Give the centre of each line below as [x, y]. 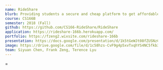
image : [12, 45]
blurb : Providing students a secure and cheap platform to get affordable [82, 14]
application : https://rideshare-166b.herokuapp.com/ [59, 32]
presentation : [19, 41]
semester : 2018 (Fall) [28, 23]
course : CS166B [20, 18]
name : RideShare [21, 9]
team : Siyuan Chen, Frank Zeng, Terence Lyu [51, 50]
